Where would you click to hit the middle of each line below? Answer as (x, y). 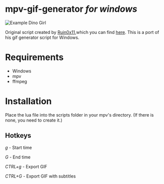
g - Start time (18, 147)
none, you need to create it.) (34, 120)
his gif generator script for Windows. (42, 37)
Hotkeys (18, 136)
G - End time (18, 157)
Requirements (34, 57)
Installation (28, 101)
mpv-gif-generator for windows (71, 9)
